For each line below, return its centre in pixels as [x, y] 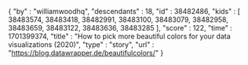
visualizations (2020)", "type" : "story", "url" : [81, 45]
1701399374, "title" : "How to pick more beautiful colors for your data [120, 36]
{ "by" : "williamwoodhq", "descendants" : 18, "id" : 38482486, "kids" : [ [124, 11]
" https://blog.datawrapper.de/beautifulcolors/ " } [86, 53]
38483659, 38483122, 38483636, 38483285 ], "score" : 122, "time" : [120, 28]
